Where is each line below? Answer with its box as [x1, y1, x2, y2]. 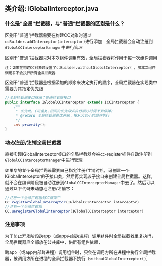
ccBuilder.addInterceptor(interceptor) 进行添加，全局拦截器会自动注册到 [5, 38, 153, 44]
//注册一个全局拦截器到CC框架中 [5, 195, 61, 200]
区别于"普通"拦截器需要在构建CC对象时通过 [5, 32, 92, 38]
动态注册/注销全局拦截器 [5, 139, 62, 146]
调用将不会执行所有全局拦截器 [5, 70, 56, 75]
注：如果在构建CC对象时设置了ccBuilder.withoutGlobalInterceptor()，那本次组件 [5, 65, 156, 70]
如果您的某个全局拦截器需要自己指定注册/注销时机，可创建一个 [5, 167, 130, 173]
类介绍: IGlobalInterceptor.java [5, 4, 99, 13]
